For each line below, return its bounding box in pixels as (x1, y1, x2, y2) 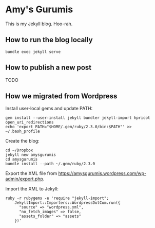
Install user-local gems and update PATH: (5, 106, 93, 112)
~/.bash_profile (5, 129, 40, 134)
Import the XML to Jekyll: (5, 186, 59, 192)
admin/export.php (5, 176, 44, 182)
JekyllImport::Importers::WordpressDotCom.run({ (14, 200, 121, 205)
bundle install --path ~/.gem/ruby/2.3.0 (5, 161, 95, 167)
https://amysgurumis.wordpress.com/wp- (58, 170, 147, 177)
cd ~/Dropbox (5, 148, 33, 153)
